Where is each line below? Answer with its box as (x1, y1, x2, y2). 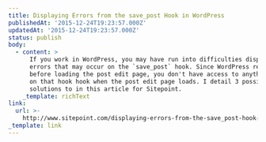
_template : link (8, 121, 62, 129)
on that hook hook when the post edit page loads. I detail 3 (28, 77, 239, 85)
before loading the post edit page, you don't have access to (28, 70, 239, 78)
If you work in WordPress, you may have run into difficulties (28, 56, 243, 64)
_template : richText (22, 92, 90, 100)
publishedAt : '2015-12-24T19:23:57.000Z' (8, 19, 147, 27)
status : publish (8, 33, 62, 42)
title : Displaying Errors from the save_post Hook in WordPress (8, 11, 225, 20)
